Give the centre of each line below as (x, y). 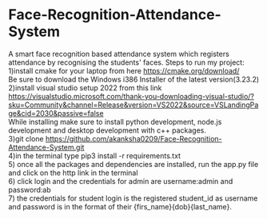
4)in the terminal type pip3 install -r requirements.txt (95, 155)
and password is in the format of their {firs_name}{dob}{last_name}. (120, 206)
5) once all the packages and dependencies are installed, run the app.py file (133, 164)
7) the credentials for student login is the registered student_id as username (133, 198)
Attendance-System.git (46, 147)
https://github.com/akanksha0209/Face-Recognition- (133, 138)
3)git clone (26, 138)
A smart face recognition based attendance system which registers (119, 54)
